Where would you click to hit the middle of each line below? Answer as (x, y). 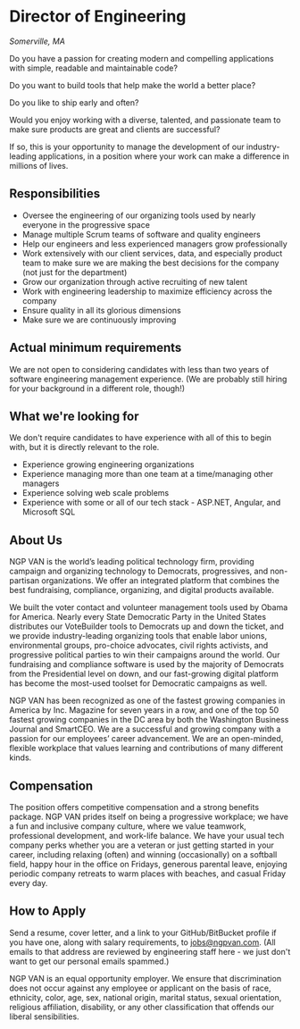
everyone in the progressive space (86, 224)
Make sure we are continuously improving (99, 320)
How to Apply (48, 912)
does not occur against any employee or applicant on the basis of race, (140, 988)
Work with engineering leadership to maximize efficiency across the (147, 291)
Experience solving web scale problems (96, 493)
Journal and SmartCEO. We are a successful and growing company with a (145, 729)
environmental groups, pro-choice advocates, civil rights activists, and (139, 646)
